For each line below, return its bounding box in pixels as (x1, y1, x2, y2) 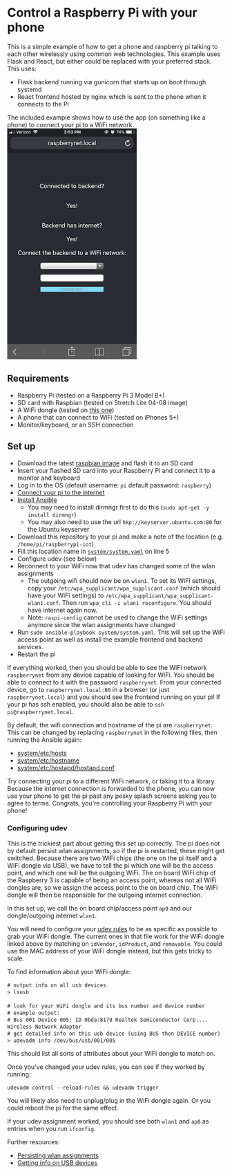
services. (17, 642, 43, 651)
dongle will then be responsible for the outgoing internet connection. (7, 891, 202, 899)
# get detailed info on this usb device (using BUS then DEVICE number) (7, 1030, 221, 1037)
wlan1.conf (27, 599, 59, 606)
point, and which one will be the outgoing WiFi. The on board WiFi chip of (7, 868, 216, 877)
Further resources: (7, 1137, 60, 1146)
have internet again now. (27, 606, 98, 614)
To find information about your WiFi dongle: (7, 967, 131, 976)
